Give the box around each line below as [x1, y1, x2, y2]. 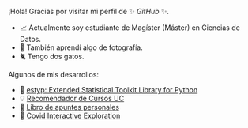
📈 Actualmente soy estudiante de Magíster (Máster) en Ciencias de [19, 23, 241, 32]
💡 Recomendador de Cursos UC [19, 94, 125, 103]
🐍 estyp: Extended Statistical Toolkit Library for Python [19, 85, 198, 94]
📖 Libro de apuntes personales [19, 103, 120, 111]
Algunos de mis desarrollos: [8, 70, 100, 79]
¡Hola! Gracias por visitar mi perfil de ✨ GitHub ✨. [8, 7, 170, 16]
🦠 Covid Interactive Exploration [19, 111, 121, 120]
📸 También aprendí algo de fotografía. [19, 43, 144, 52]
